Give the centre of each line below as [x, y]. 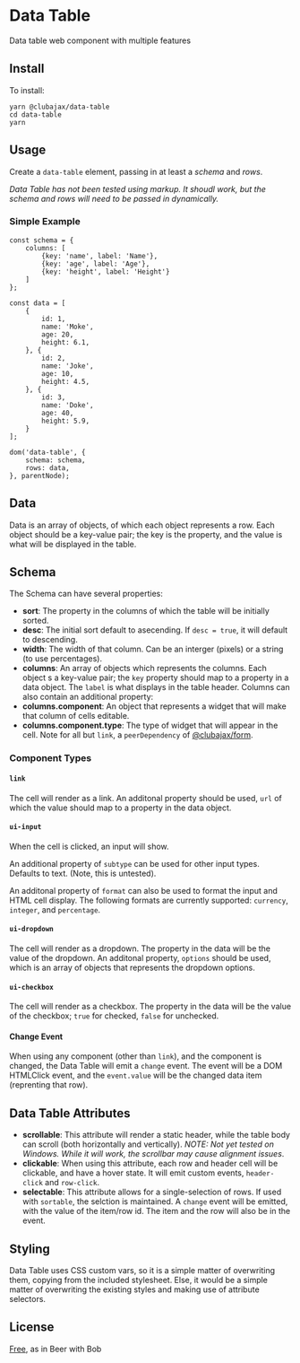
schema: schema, [56, 460]
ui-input [26, 827]
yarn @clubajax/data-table [60, 107]
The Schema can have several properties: [86, 594]
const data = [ [38, 303]
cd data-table [36, 114]
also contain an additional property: [88, 697]
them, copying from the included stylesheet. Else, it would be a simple [139, 1280]
